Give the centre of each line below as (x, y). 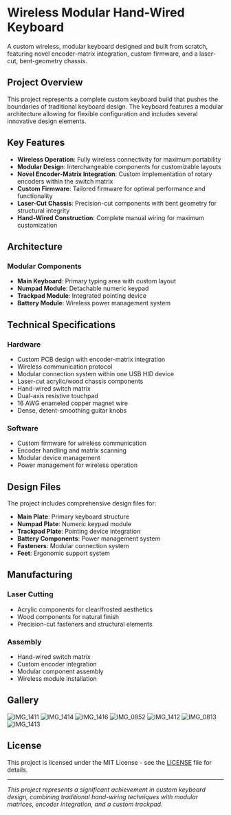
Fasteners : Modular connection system (73, 546)
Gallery (23, 700)
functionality (35, 196)
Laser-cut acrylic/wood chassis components (80, 381)
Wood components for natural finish (68, 616)
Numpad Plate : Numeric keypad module (74, 524)
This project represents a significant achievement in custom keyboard (107, 790)
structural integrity (43, 210)
